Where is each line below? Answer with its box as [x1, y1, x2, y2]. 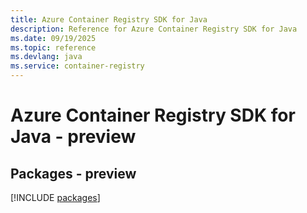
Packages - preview [10, 165, 137, 182]
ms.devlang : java [10, 52, 83, 62]
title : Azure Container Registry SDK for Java [10, 14, 208, 25]
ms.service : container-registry [10, 61, 145, 71]
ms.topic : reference [10, 42, 97, 53]
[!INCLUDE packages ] [10, 192, 101, 203]
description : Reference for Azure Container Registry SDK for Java [10, 24, 298, 34]
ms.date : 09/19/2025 [10, 33, 97, 43]
